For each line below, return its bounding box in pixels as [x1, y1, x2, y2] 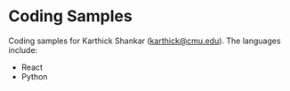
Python [20, 71, 48, 81]
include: [8, 44, 38, 55]
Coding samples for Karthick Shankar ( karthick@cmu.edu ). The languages [8, 35, 281, 46]
